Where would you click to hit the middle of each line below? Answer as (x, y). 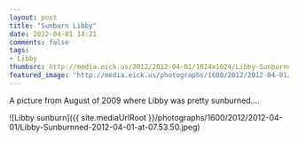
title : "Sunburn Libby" (53, 26)
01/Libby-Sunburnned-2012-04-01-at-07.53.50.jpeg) (105, 127)
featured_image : (39, 75)
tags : (19, 51)
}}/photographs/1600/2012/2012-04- (215, 117)
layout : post (33, 17)
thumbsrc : (27, 67)
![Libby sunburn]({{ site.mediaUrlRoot (78, 117)
